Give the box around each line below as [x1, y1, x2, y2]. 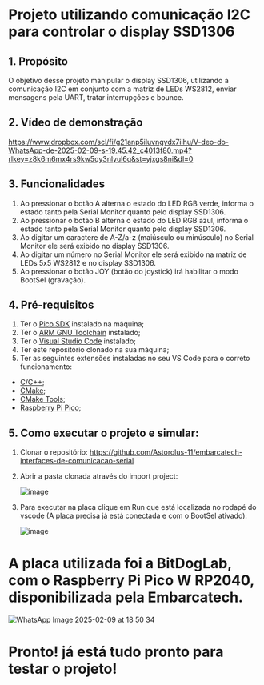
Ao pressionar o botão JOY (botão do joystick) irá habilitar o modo [19, 266, 238, 276]
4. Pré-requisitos [8, 298, 94, 312]
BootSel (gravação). [19, 274, 86, 285]
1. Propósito [8, 54, 68, 68]
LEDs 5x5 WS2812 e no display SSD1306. [19, 258, 156, 267]
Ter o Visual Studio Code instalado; [19, 336, 136, 346]
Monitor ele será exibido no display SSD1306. [19, 241, 170, 250]
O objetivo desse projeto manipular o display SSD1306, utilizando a [8, 76, 230, 85]
